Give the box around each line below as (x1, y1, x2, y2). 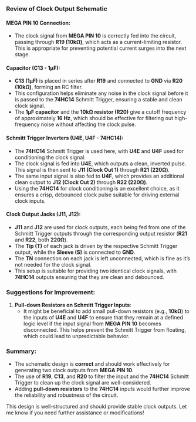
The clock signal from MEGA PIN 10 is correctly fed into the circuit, (14, 32, 177, 39)
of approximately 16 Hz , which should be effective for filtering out (14, 115, 174, 122)
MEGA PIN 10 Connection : (6, 19, 71, 26)
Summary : (6, 347, 37, 355)
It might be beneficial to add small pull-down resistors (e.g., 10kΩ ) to (23, 308, 190, 315)
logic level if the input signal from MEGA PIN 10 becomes (23, 320, 161, 327)
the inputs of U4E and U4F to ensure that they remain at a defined (23, 314, 184, 321)
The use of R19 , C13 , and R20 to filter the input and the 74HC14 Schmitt (14, 373, 189, 380)
